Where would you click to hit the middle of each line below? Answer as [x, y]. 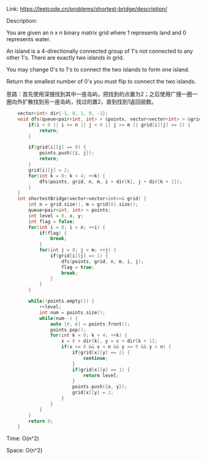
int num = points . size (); [72, 313]
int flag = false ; [52, 221]
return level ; [101, 375]
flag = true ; [78, 267]
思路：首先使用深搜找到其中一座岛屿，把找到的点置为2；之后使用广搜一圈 [99, 94]
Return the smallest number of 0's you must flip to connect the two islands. [101, 81]
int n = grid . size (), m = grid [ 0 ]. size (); [83, 205]
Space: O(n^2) [25, 450]
